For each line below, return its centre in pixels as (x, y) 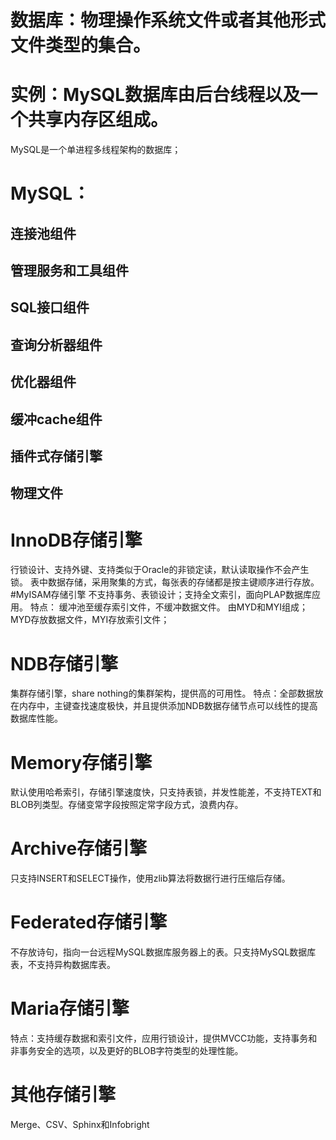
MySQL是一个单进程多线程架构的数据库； (96, 150)
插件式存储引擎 (56, 456)
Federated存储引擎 (89, 922)
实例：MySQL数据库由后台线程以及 (155, 95)
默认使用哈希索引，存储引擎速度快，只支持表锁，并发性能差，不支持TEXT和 (166, 792)
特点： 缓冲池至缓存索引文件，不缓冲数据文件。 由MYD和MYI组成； (168, 607)
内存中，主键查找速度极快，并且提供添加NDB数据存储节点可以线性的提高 (168, 706)
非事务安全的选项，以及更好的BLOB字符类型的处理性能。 (127, 1051)
